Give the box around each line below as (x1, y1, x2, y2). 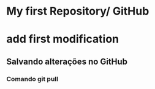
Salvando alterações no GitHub (6, 56, 127, 66)
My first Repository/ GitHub (6, 4, 149, 18)
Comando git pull (6, 74, 58, 83)
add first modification (6, 32, 119, 46)
